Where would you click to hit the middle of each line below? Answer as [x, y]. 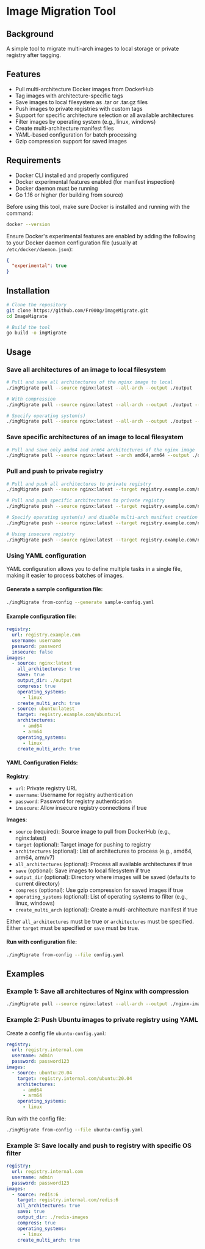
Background [30, 34]
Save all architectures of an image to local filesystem [86, 369]
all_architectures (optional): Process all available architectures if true [104, 864]
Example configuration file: [41, 616]
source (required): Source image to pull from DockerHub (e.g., [93, 831]
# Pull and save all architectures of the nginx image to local [90, 382]
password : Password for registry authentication [74, 801]
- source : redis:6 [35, 1194]
